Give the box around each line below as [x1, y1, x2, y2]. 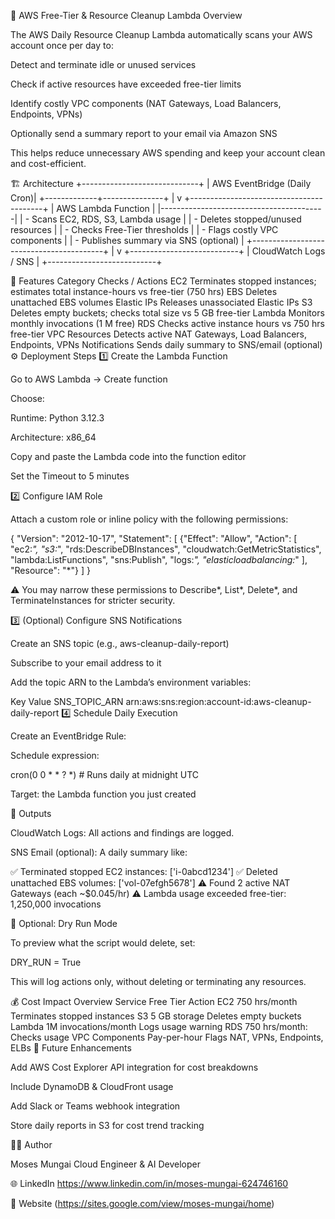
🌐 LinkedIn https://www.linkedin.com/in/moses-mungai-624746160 [10, 1178, 289, 1189]
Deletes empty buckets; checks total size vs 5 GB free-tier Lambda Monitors [10, 307, 325, 319]
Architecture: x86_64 [10, 431, 97, 443]
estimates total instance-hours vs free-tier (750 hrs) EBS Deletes [10, 286, 278, 297]
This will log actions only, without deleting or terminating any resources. [10, 976, 307, 987]
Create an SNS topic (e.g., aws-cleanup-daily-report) [10, 638, 230, 649]
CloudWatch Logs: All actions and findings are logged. [10, 827, 235, 839]
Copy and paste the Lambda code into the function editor [10, 451, 247, 462]
